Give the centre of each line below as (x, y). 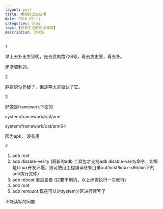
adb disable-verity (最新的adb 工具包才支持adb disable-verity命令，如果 (85, 161)
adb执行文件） (27, 174)
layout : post (18, 10)
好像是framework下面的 (29, 107)
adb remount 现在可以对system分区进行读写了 (59, 191)
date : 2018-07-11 (23, 19)
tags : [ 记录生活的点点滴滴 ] (30, 28)
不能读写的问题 (20, 201)
